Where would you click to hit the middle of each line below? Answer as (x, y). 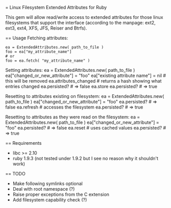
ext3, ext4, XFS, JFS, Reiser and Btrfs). (46, 28)
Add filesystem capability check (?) (50, 200)
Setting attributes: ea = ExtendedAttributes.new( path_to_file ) (70, 70)
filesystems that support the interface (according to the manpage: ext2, (80, 23)
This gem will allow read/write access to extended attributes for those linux (84, 17)
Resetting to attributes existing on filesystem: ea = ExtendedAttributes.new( (85, 96)
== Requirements (23, 143)
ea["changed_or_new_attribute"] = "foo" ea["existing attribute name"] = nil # (86, 75)
